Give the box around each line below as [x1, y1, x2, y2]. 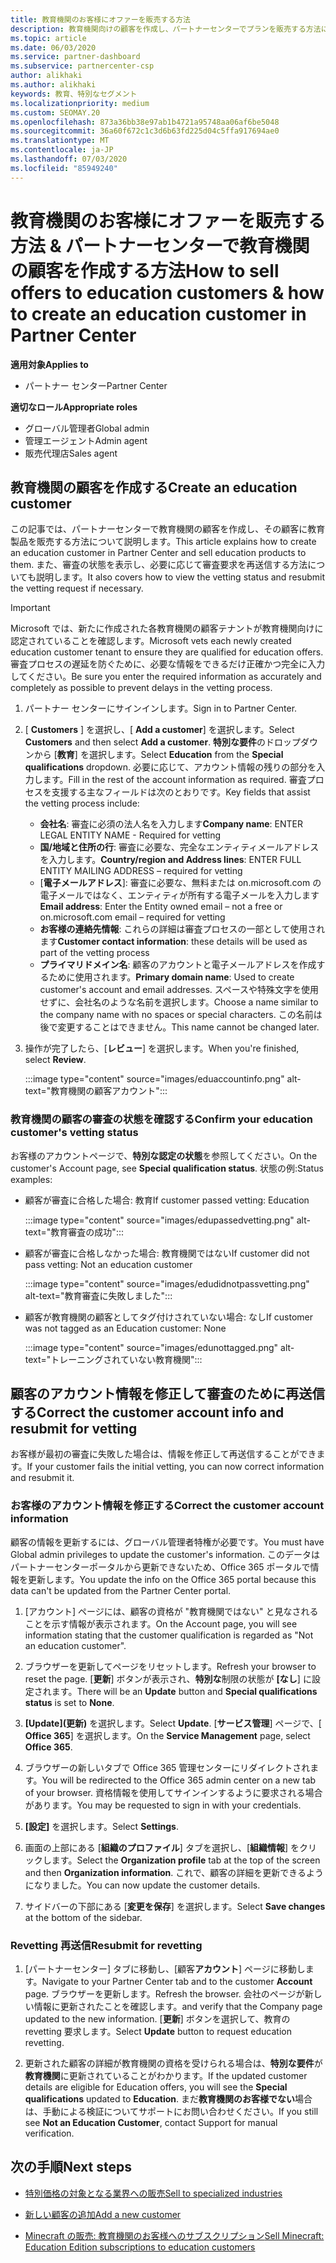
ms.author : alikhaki [10, 80, 97, 90]
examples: [10, 1173, 53, 1185]
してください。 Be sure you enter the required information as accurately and [10, 671, 322, 683]
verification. [24, 2127, 75, 2140]
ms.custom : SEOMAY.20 [10, 107, 101, 118]
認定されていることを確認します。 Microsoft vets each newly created [10, 635, 292, 647]
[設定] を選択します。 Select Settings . [24, 1820, 179, 1832]
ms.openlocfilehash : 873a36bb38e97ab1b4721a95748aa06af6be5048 [10, 117, 280, 127]
